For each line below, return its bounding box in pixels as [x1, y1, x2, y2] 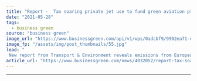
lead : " [6, 47, 25, 53]
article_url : [6, 58, 38, 63]
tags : [6, 19, 19, 25]
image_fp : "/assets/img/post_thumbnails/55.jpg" [6, 42, 127, 48]
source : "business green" [6, 31, 69, 36]
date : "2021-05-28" [6, 14, 54, 20]
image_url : [6, 36, 33, 42]
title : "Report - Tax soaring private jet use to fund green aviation [6, 8, 185, 15]
